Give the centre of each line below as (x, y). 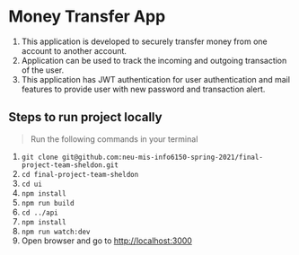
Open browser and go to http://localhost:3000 (106, 241)
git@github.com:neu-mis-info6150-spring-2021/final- (163, 157)
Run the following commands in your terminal (114, 139)
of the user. (43, 70)
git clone (40, 157)
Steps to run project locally (85, 117)
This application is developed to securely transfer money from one (145, 41)
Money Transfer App (87, 17)
